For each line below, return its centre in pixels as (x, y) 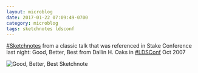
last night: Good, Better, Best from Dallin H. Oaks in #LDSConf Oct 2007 (96, 52)
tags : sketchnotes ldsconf (40, 29)
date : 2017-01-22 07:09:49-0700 (47, 17)
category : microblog (32, 23)
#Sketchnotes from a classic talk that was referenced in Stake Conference (99, 46)
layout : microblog (29, 12)
